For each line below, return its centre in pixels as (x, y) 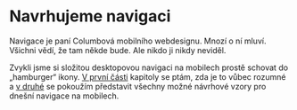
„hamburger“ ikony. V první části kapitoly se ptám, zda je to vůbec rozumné (148, 76)
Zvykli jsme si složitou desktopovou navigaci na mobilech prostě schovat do (148, 67)
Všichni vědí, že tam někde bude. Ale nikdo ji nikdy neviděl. (118, 50)
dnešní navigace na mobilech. (64, 96)
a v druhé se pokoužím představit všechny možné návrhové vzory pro (138, 86)
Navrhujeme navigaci (90, 16)
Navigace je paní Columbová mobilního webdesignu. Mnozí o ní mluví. (138, 41)
